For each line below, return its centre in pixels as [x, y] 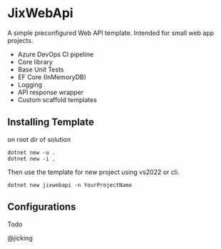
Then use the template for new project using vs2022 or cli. [93, 172]
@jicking [20, 238]
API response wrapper [51, 92]
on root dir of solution [39, 139]
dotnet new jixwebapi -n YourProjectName [70, 185]
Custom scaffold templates [57, 100]
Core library [35, 61]
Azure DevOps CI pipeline [56, 54]
